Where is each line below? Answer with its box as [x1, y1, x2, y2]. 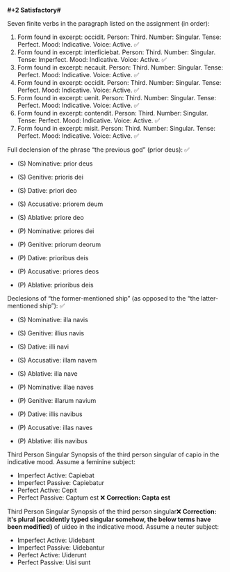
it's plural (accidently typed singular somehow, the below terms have [7, 515, 211, 523]
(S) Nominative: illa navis [17, 316, 88, 324]
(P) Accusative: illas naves [17, 424, 93, 431]
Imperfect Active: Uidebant [17, 536, 95, 544]
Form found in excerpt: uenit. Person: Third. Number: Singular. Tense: [17, 94, 217, 102]
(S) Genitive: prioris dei [17, 173, 83, 181]
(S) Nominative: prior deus [17, 159, 93, 168]
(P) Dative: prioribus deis [17, 254, 89, 262]
